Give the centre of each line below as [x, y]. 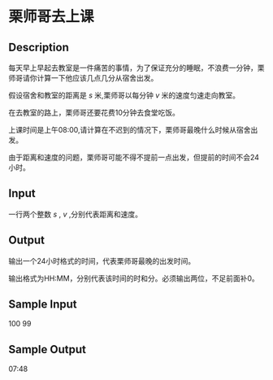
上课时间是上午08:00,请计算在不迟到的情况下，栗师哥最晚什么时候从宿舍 [130, 130]
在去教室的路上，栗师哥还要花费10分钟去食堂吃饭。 [94, 112]
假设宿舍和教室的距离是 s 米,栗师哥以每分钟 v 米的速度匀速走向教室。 [124, 95]
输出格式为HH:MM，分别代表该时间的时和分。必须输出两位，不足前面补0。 [134, 278]
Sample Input [43, 305]
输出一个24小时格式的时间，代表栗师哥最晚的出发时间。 [102, 260]
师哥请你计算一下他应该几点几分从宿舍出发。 [83, 78]
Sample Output [48, 349]
